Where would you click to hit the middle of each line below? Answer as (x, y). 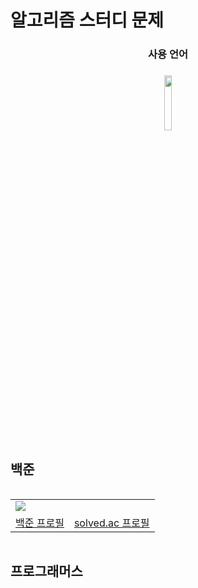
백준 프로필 (40, 523)
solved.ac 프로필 (111, 523)
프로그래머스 (46, 571)
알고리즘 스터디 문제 (87, 20)
